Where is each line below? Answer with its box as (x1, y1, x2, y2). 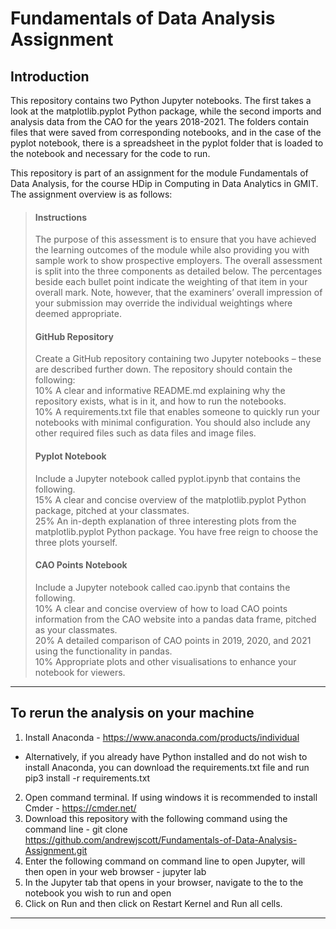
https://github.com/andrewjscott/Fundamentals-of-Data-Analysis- (24, 833, 298, 846)
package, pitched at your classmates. (34, 504, 190, 516)
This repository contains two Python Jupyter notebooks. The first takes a (10, 95, 312, 106)
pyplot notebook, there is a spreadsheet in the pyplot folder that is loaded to (10, 137, 324, 149)
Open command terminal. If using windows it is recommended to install (24, 791, 318, 803)
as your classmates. (34, 623, 118, 636)
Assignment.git (24, 844, 88, 856)
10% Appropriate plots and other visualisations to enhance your (34, 655, 297, 667)
